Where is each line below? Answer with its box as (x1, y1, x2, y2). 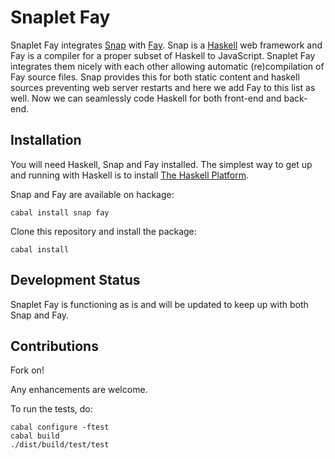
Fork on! (10, 364, 45, 376)
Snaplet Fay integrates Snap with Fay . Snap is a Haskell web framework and (10, 39, 323, 51)
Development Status (10, 272, 141, 289)
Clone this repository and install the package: (10, 225, 197, 237)
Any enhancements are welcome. (10, 384, 148, 396)
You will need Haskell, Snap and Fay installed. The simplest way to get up (10, 158, 313, 170)
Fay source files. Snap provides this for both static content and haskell (10, 71, 300, 83)
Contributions (10, 337, 99, 355)
